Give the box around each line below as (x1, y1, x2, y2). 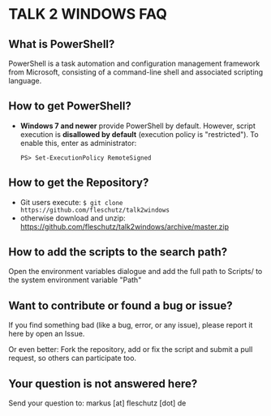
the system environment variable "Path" (8, 275, 142, 285)
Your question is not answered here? (8, 376, 198, 390)
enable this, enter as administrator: (19, 138, 137, 148)
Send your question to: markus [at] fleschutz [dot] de (8, 398, 187, 408)
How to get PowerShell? (8, 99, 132, 114)
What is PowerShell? (8, 37, 115, 51)
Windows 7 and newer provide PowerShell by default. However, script (19, 121, 256, 131)
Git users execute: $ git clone (19, 197, 123, 207)
